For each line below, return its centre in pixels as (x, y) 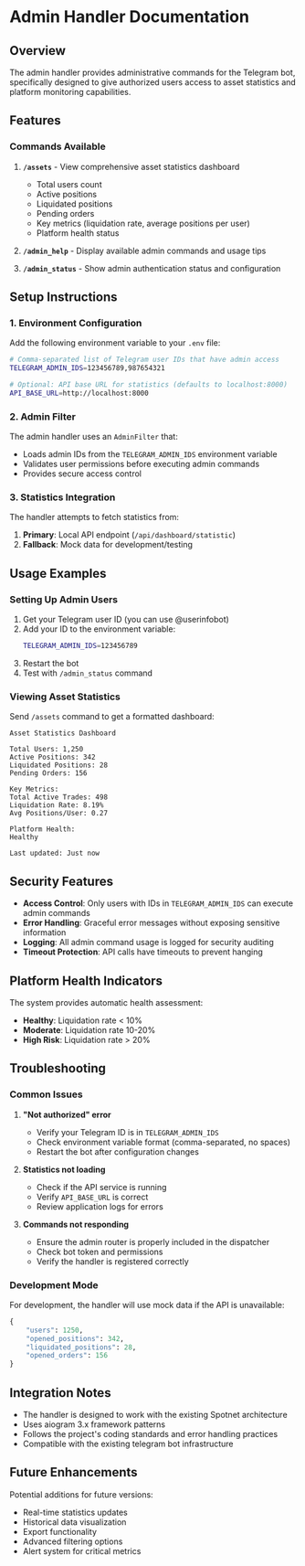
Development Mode (54, 1284)
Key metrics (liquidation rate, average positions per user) (143, 223)
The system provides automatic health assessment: (106, 1002)
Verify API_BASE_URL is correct (92, 1197)
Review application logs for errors (100, 1206)
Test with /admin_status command (88, 673)
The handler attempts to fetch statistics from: (95, 517)
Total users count (69, 184)
